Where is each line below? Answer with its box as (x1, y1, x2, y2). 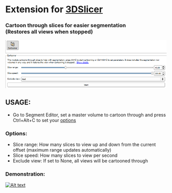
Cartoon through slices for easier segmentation (5, 22, 126, 29)
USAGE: (5, 98, 31, 107)
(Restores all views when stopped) (5, 28, 93, 35)
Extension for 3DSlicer (5, 4, 103, 15)
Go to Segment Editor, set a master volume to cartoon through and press (12, 111, 166, 118)
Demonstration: (5, 170, 45, 177)
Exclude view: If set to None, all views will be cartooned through (12, 157, 148, 164)
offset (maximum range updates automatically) (12, 147, 112, 153)
